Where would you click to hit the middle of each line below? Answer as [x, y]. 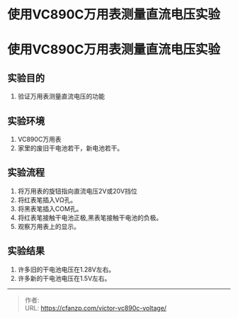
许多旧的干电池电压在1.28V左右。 [66, 269]
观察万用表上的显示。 [49, 226]
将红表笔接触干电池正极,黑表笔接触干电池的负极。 [90, 218]
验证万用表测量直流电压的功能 [61, 96]
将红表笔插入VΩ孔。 [47, 200]
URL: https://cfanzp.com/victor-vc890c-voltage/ [96, 308]
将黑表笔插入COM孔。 [50, 208]
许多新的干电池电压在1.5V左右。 [64, 278]
